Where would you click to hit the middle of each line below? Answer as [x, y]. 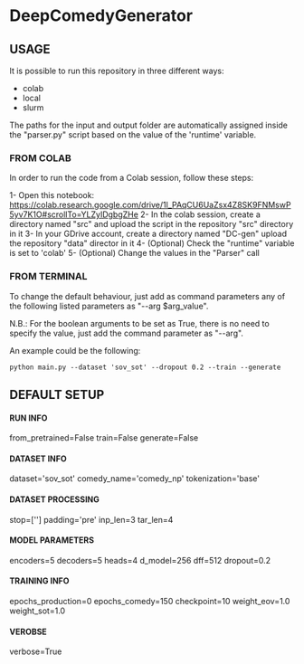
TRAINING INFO [39, 581]
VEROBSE [28, 631]
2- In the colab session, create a [200, 214]
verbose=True [36, 651]
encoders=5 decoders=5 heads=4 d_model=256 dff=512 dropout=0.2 [140, 560]
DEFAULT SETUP [57, 394]
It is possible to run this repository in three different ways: [117, 71]
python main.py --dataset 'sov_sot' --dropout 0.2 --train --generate [145, 367]
